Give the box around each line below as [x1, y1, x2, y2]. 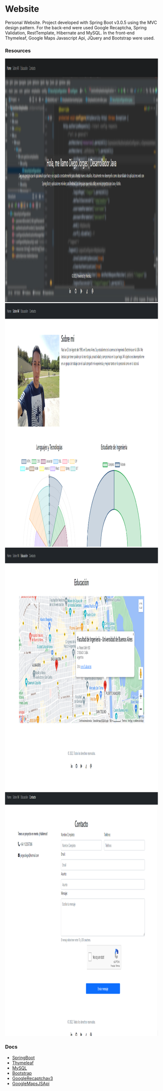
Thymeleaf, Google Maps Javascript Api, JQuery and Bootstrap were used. [5, 35, 155, 41]
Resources [5, 47, 31, 54]
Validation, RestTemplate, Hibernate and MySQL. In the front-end [5, 30, 135, 36]
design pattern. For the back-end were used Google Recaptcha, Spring [5, 24, 147, 30]
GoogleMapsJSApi [12, 1080, 50, 1086]
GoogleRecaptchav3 [12, 1075, 53, 1081]
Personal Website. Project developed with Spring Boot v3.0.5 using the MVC [5, 19, 157, 25]
